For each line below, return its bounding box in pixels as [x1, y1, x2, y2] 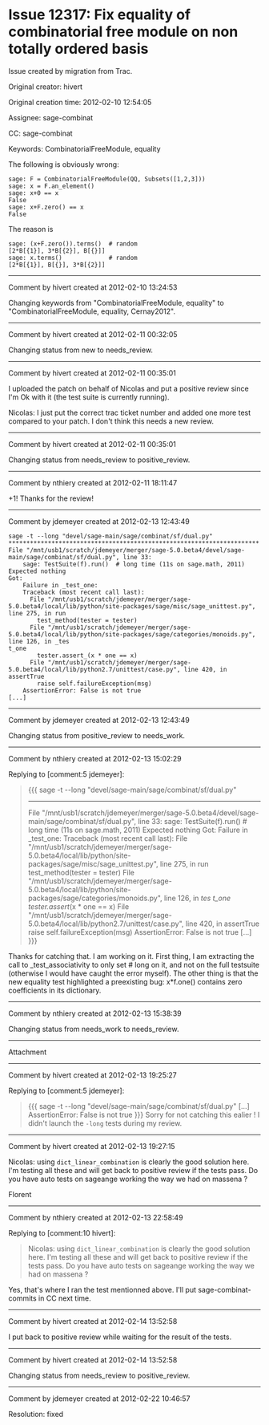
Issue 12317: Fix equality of [8, 6, 191, 24]
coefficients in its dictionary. [8, 985, 102, 995]
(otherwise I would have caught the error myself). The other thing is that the [8, 968, 259, 978]
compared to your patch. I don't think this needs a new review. [8, 416, 215, 426]
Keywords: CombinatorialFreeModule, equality [8, 144, 162, 153]
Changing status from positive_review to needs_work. [8, 730, 186, 740]
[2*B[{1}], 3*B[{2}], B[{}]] [8, 246, 106, 254]
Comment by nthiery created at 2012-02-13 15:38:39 [8, 1009, 182, 1018]
